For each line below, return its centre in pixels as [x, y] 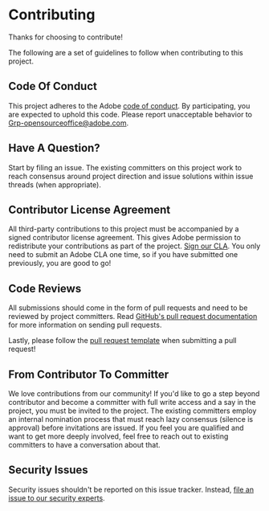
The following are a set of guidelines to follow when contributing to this [126, 52]
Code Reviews [45, 288]
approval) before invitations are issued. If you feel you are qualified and [126, 428]
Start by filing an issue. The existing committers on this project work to [125, 167]
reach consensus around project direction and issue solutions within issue [131, 176]
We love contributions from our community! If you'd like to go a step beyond [134, 394]
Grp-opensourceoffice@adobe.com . [69, 123]
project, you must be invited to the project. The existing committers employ [132, 411]
